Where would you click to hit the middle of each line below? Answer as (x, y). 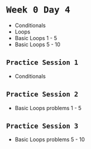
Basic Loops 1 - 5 (36, 38)
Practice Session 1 (42, 63)
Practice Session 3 (42, 126)
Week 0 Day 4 (38, 10)
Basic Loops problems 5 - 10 (50, 139)
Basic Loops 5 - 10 (37, 44)
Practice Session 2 (42, 94)
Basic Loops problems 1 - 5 (48, 108)
